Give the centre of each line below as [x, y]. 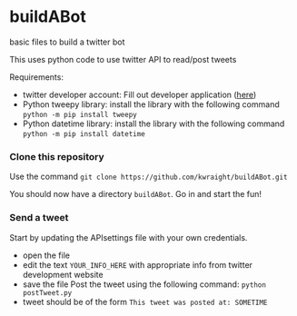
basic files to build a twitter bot [67, 42]
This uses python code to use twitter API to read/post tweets [123, 59]
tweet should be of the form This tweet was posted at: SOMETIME [145, 301]
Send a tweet [39, 218]
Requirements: [36, 77]
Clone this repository [57, 156]
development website [63, 274]
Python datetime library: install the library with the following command [153, 123]
